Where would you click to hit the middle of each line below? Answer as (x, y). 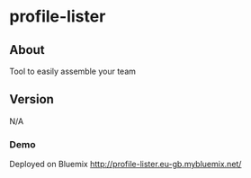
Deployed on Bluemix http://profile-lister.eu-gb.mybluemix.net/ (126, 165)
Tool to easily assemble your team (73, 71)
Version (31, 99)
